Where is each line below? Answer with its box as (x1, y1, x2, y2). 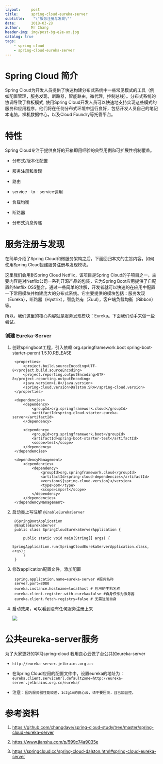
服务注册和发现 (12, 168, 42, 174)
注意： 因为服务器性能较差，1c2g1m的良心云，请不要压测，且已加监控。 (12, 689, 136, 695)
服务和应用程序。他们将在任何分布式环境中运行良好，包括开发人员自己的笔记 (5, 106, 158, 111)
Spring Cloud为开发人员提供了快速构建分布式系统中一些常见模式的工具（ (5, 87, 150, 93)
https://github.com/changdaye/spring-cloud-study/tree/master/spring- (12, 725, 154, 730)
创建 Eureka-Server (5, 332, 52, 339)
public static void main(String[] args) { (23, 536, 110, 541)
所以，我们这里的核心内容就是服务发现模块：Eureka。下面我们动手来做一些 (5, 313, 155, 319)
